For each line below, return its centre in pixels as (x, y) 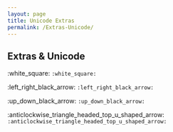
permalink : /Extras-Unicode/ (51, 27)
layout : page (27, 14)
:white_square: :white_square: (52, 73)
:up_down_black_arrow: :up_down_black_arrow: (76, 101)
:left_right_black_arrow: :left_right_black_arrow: (81, 87)
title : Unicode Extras (41, 21)
